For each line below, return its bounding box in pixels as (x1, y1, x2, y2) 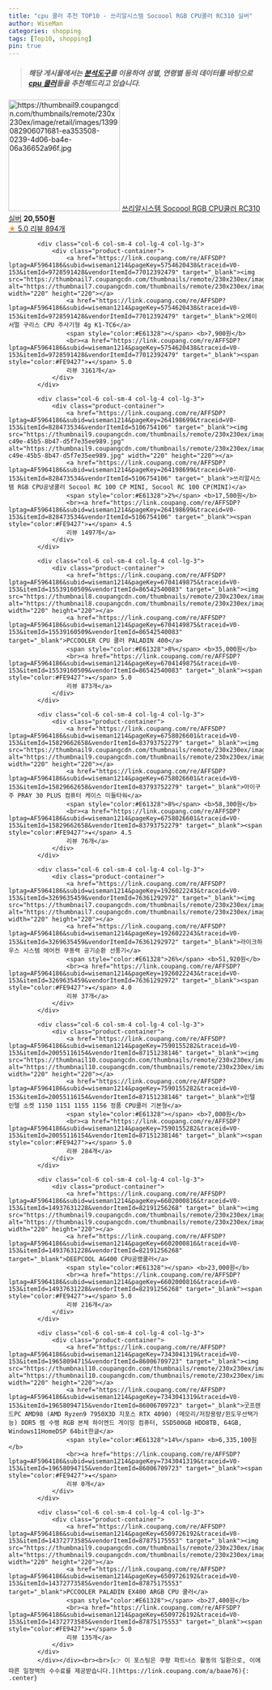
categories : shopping (8, 27, 82, 35)
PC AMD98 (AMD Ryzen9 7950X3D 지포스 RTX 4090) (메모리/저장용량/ (13, 1410, 226, 1418)
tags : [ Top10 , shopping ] (8, 34, 92, 43)
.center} (8, 1675, 38, 1683)
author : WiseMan (8, 19, 63, 28)
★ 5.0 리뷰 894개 (8, 224, 66, 233)
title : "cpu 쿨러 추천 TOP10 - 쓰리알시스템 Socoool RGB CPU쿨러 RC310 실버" (8, 11, 253, 20)
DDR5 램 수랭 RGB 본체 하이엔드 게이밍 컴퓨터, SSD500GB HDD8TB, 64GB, (21, 1419, 243, 1427)
